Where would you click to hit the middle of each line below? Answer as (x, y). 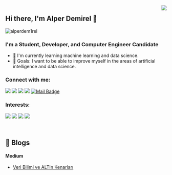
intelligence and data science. (44, 67)
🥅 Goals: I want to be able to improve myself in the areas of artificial (84, 61)
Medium (14, 155)
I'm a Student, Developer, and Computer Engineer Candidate (82, 44)
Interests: (18, 105)
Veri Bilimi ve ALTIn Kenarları (43, 167)
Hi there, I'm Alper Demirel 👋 (51, 19)
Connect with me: (28, 80)
